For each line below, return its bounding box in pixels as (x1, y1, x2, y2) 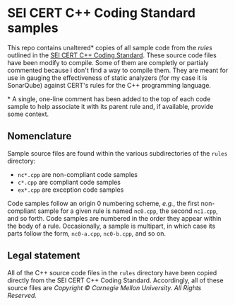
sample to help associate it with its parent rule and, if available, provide (7, 102, 214, 110)
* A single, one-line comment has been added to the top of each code (7, 94, 211, 103)
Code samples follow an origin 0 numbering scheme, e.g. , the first (7, 199, 200, 207)
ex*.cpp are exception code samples (17, 185, 124, 194)
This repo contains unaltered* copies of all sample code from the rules (7, 43, 213, 52)
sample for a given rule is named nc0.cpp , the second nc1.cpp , (37, 207, 219, 215)
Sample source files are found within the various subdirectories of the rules (7, 149, 228, 157)
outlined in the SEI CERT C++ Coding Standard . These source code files (7, 51, 217, 59)
